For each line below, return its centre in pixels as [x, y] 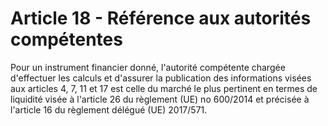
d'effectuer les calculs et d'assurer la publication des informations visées [161, 78]
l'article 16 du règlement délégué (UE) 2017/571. [109, 109]
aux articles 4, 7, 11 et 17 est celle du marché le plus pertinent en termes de [164, 88]
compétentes [66, 39]
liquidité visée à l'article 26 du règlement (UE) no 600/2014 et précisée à [160, 99]
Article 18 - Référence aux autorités [161, 18]
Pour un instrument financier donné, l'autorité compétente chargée [148, 67]
